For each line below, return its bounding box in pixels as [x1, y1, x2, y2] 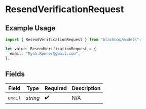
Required [44, 85, 67, 92]
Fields [5, 69, 25, 78]
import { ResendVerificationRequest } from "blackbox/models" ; [5, 37, 142, 42]
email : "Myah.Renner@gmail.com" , [10, 51, 81, 56]
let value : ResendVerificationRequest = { [5, 46, 96, 51]
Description [71, 85, 101, 92]
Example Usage [5, 24, 56, 32]
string [25, 94, 40, 101]
